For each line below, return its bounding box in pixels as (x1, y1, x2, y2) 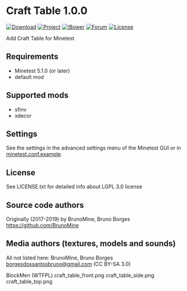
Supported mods (6, 91, 69, 101)
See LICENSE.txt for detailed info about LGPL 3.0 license (6, 183, 143, 190)
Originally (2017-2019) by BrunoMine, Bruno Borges (6, 216, 130, 223)
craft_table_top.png (6, 278, 53, 285)
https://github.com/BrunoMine (6, 222, 79, 228)
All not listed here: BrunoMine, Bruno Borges (6, 254, 113, 261)
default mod (14, 73, 44, 80)
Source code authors (6, 200, 84, 210)
